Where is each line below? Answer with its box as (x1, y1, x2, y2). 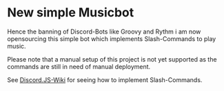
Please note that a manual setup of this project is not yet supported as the (7, 55, 217, 63)
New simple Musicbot (7, 5, 134, 21)
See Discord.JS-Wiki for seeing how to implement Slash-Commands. (7, 75, 203, 83)
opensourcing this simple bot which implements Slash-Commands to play (7, 34, 216, 42)
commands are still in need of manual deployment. (7, 62, 151, 70)
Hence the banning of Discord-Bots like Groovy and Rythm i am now (7, 27, 201, 36)
